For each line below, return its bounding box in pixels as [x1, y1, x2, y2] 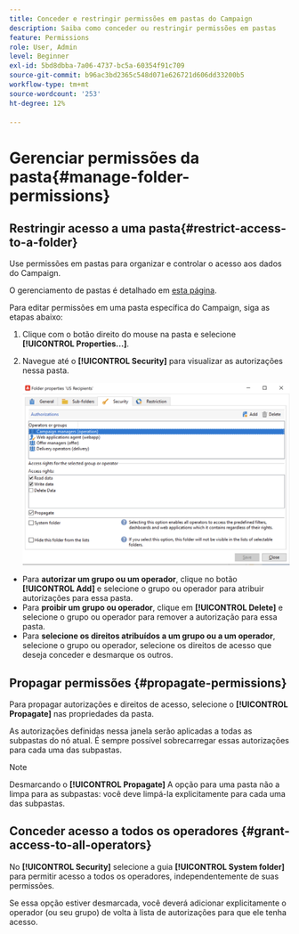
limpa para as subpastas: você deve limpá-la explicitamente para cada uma [9, 789, 287, 800]
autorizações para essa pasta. [21, 593, 133, 604]
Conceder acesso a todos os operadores [9, 824, 238, 839]
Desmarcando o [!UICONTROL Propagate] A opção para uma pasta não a [9, 779, 280, 790]
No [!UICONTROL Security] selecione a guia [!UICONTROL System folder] [9, 861, 285, 872]
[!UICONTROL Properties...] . [21, 338, 129, 349]
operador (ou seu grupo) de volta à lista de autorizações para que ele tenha [9, 906, 287, 917]
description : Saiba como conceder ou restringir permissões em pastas [9, 23, 277, 33]
